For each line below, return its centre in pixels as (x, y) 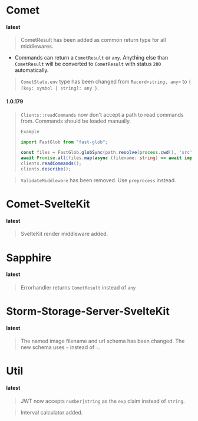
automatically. (32, 70)
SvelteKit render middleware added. (64, 234)
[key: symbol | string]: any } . (60, 88)
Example (30, 131)
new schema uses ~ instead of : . (60, 347)
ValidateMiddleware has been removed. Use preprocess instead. (98, 180)
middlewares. (37, 46)
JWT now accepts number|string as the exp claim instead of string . (103, 401)
